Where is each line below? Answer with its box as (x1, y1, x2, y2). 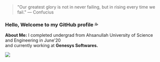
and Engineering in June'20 (5, 37, 61, 43)
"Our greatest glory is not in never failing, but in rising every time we (17, 4, 156, 10)
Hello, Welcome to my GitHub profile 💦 (5, 21, 98, 28)
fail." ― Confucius (17, 9, 54, 15)
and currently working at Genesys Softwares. (5, 43, 98, 48)
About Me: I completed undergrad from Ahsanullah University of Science (5, 32, 153, 38)
